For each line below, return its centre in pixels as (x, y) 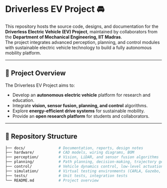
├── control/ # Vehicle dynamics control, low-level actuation (84, 167)
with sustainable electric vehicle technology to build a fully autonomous (79, 47)
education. (23, 100)
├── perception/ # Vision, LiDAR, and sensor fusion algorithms (82, 157)
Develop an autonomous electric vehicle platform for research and (81, 95)
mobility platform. (23, 53)
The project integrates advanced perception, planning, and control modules (83, 42)
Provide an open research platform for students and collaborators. (81, 116)
